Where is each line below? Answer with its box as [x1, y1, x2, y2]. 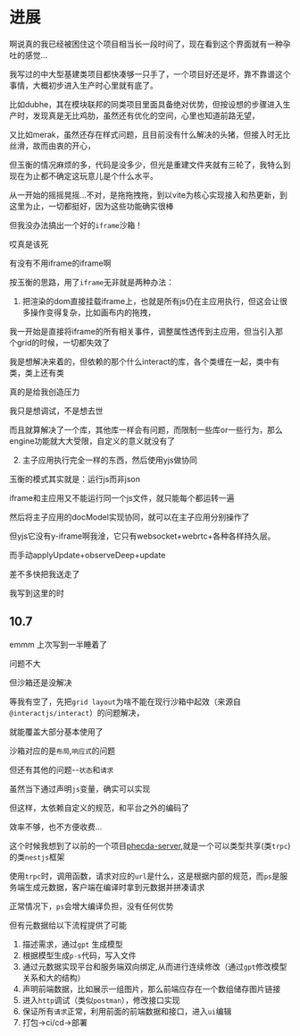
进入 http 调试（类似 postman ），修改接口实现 [21, 994, 180, 1006]
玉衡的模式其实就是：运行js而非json [9, 473, 141, 484]
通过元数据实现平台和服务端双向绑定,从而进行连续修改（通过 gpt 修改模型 [21, 961, 287, 972]
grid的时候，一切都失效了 [16, 336, 110, 348]
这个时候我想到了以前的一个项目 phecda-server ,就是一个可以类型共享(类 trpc [9, 840, 288, 851]
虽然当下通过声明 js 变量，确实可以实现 [9, 783, 151, 794]
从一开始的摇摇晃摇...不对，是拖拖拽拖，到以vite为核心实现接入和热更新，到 [9, 189, 287, 200]
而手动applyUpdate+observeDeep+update [9, 549, 166, 560]
